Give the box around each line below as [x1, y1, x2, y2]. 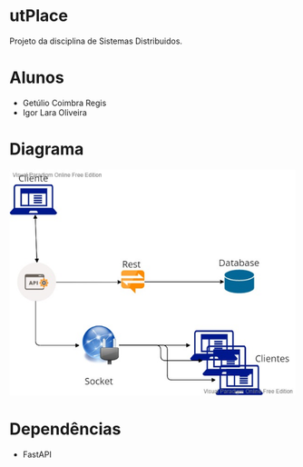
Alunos [9, 67, 65, 88]
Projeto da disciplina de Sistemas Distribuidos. [9, 35, 183, 46]
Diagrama [9, 139, 84, 160]
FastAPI [22, 449, 52, 460]
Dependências [9, 419, 122, 440]
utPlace [9, 5, 68, 26]
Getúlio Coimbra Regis [22, 97, 107, 108]
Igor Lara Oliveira [22, 106, 88, 118]
